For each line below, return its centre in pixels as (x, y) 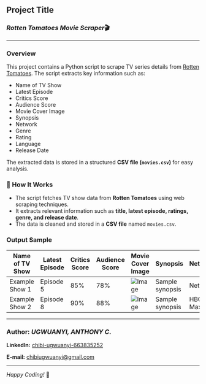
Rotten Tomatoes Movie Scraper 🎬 (58, 28)
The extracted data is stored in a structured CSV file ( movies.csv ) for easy (100, 162)
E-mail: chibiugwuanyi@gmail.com (51, 357)
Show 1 (21, 289)
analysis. (17, 169)
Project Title (30, 10)
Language (28, 144)
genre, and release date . (47, 218)
